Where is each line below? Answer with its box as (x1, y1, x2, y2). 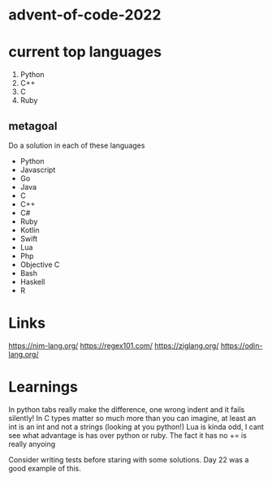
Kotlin (19, 225, 40, 234)
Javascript (19, 165, 56, 174)
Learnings (8, 378, 79, 397)
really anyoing (8, 439, 56, 449)
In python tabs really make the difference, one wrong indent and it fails (8, 404, 245, 414)
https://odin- (220, 341, 263, 350)
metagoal (8, 119, 58, 133)
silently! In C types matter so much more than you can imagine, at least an (8, 413, 257, 423)
